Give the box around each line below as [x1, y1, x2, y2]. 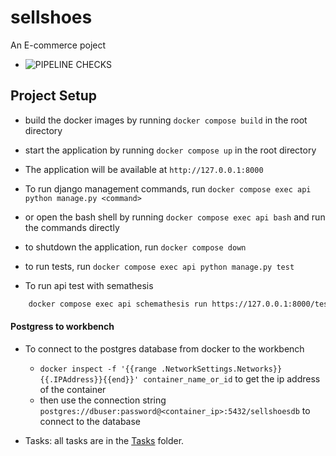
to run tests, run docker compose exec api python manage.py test [24, 260, 295, 272]
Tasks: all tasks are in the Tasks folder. [24, 434, 185, 446]
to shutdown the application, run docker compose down [24, 241, 247, 253]
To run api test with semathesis [24, 279, 154, 291]
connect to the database [39, 415, 142, 427]
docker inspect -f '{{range [39, 364, 157, 374]
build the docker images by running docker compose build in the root [24, 114, 308, 126]
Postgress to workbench [10, 321, 115, 333]
